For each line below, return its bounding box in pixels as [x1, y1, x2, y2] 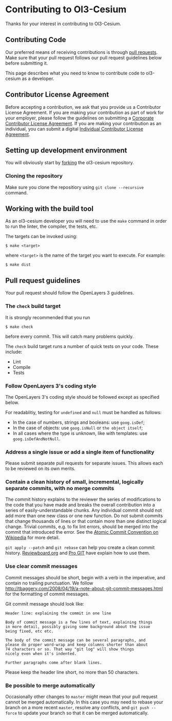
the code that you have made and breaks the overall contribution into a [5, 502, 155, 508]
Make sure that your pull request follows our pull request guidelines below [5, 54, 162, 61]
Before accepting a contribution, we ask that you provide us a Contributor [5, 104, 161, 110]
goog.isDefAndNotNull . [12, 435, 61, 442]
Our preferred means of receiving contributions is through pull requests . [5, 49, 158, 55]
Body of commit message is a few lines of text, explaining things [5, 619, 153, 625]
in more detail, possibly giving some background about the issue [5, 624, 150, 629]
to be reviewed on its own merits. [5, 465, 76, 472]
